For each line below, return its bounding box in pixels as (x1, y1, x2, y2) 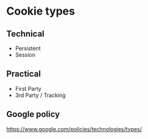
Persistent (15, 45, 41, 52)
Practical (6, 69, 41, 79)
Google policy (6, 109, 60, 119)
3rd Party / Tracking (15, 91, 66, 99)
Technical (6, 29, 44, 39)
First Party (15, 85, 41, 92)
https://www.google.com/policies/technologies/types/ (6, 125, 142, 132)
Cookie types (6, 4, 75, 18)
